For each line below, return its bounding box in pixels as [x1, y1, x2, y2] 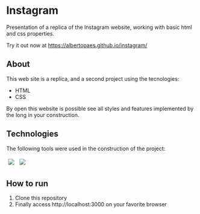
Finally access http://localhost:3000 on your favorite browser [14, 201, 167, 208]
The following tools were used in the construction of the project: [6, 145, 166, 152]
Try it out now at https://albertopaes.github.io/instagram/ [6, 42, 148, 49]
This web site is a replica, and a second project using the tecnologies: [6, 75, 180, 82]
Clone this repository [14, 194, 67, 202]
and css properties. [6, 30, 55, 37]
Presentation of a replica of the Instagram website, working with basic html [6, 24, 192, 31]
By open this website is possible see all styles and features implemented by [6, 105, 194, 112]
